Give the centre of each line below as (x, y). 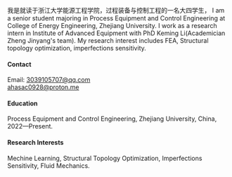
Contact (19, 64)
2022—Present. (30, 126)
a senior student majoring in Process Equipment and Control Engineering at (116, 18)
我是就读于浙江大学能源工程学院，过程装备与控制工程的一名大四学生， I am (116, 10)
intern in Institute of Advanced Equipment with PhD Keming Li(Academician (116, 33)
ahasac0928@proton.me (43, 87)
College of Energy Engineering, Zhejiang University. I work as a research (112, 26)
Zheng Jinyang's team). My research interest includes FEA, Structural (108, 40)
